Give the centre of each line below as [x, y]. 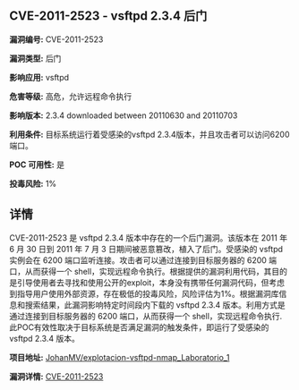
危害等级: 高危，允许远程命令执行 [71, 96]
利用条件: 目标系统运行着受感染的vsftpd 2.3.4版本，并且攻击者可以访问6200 [149, 134]
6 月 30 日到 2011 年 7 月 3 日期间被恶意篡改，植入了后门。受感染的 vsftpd [146, 249]
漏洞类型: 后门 [35, 58]
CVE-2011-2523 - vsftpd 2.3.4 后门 [108, 16]
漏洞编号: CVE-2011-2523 [56, 39]
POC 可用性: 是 [37, 165]
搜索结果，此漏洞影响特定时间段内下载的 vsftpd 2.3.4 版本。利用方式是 [155, 305]
